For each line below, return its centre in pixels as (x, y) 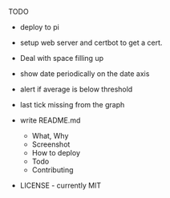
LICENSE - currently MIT (61, 185)
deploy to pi (40, 27)
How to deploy (56, 153)
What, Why (50, 136)
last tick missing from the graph (72, 105)
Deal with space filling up (62, 58)
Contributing (53, 170)
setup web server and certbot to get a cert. (91, 42)
